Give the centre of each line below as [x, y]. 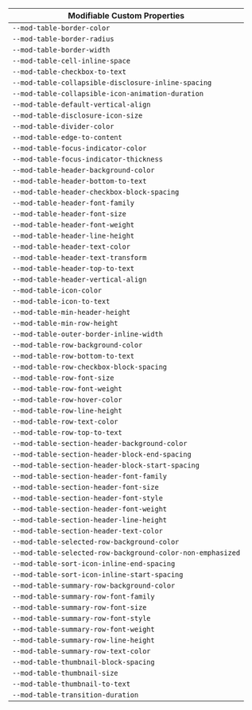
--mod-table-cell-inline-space [72, 61]
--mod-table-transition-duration [76, 695]
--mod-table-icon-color [57, 291]
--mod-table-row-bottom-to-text [74, 356]
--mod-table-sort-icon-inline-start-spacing [98, 574]
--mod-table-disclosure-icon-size [78, 116]
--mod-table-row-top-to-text [67, 433]
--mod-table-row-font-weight [67, 389]
